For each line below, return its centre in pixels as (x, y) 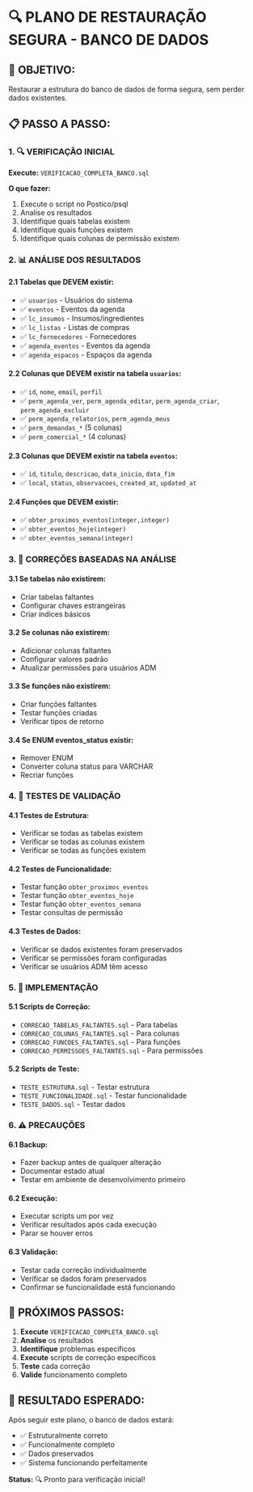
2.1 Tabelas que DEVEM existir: (61, 282)
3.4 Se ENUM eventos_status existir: (71, 740)
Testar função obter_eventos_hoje (77, 896)
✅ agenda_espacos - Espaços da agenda (86, 354)
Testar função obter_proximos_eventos (84, 887)
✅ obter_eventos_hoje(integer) (73, 529)
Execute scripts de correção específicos (88, 1358)
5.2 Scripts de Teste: (44, 1069)
